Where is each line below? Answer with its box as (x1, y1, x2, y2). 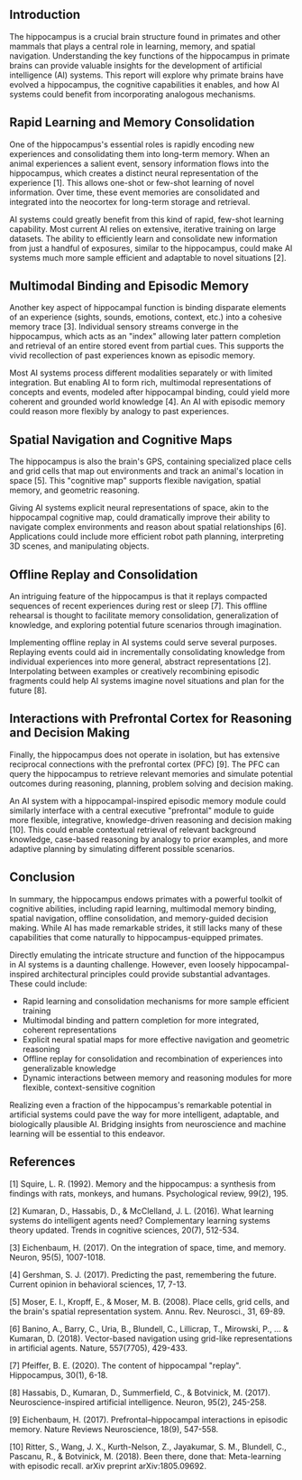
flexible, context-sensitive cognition (22, 1082, 156, 1093)
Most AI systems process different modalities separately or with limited (9, 367, 273, 378)
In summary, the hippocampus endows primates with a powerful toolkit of (9, 893, 283, 904)
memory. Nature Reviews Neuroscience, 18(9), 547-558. (9, 1423, 219, 1434)
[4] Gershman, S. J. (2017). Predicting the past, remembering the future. (9, 1269, 277, 1280)
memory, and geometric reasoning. (9, 485, 140, 495)
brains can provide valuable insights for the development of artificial (9, 60, 263, 70)
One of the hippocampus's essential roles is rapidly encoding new (9, 139, 255, 150)
